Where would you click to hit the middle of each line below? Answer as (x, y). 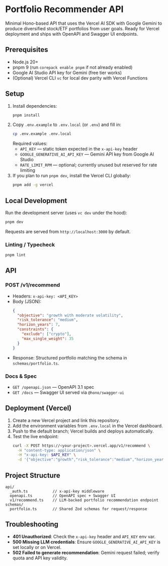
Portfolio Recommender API (64, 9)
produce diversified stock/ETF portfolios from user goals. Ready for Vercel (82, 28)
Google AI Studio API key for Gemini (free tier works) (67, 73)
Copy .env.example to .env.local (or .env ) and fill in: (67, 125)
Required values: (30, 144)
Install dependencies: (35, 106)
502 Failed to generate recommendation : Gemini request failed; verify (86, 552)
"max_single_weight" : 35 (48, 338)
